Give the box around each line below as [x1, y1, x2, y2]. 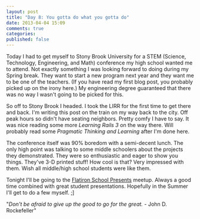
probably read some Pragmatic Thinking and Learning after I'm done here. [6, 128, 190, 135]
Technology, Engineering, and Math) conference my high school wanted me [6, 59, 193, 66]
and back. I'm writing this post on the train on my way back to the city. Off [6, 109, 188, 116]
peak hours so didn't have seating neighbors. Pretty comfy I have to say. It [6, 115, 189, 122]
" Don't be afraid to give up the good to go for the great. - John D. [6, 201, 167, 208]
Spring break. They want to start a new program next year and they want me [6, 72, 194, 79]
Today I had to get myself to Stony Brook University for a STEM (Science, [6, 53, 186, 60]
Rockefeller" [6, 207, 37, 214]
